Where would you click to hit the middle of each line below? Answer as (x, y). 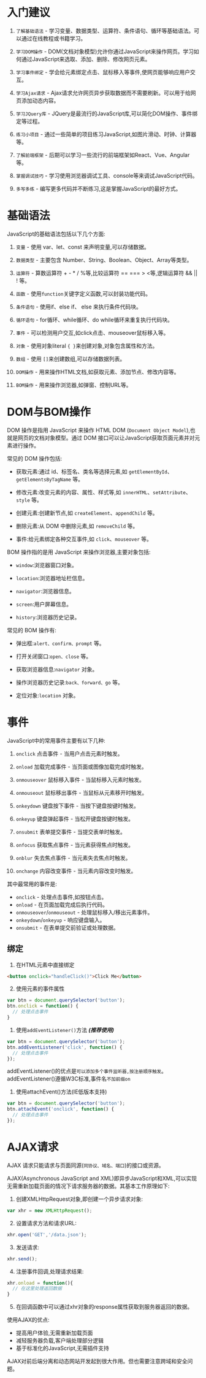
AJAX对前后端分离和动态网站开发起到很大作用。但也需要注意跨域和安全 (97, 1361)
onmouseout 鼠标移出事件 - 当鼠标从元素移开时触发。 (82, 792)
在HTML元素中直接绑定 (45, 965)
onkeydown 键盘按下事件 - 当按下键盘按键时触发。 (78, 806)
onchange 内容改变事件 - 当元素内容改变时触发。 (76, 871)
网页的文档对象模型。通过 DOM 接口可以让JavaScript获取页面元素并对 (106, 438)
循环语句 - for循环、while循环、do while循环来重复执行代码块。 (94, 320)
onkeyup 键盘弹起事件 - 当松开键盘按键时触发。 (75, 819)
